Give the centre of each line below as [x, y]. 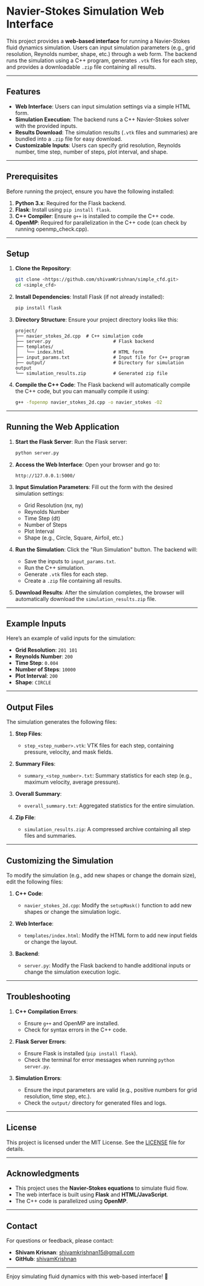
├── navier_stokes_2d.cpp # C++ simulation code [79, 336]
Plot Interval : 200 [36, 676]
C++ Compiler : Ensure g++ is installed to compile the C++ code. [95, 216]
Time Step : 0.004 [37, 663]
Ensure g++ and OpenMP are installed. [72, 1023]
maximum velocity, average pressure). [72, 782]
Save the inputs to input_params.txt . [70, 561]
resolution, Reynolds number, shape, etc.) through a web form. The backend [102, 54]
